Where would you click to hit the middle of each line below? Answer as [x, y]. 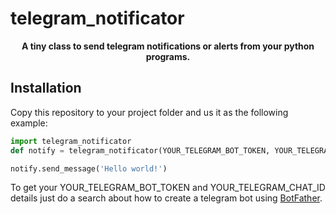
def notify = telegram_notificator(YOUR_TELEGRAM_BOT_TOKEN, [140, 150]
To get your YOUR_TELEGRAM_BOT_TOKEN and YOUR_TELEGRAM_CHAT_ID [168, 188]
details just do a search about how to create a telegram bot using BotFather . [166, 198]
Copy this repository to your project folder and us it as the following [149, 112]
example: [29, 123]
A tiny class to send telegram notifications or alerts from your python [168, 46]
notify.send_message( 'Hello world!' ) [89, 168]
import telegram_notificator [71, 141]
